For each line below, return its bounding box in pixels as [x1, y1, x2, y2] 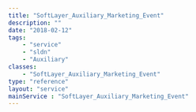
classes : [8, 63, 37, 71]
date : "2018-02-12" [8, 26, 73, 34]
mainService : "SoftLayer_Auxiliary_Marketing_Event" [8, 92, 190, 100]
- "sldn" [22, 48, 51, 56]
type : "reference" [8, 77, 69, 85]
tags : [8, 33, 26, 42]
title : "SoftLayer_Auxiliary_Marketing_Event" [8, 11, 164, 20]
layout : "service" [8, 84, 69, 93]
